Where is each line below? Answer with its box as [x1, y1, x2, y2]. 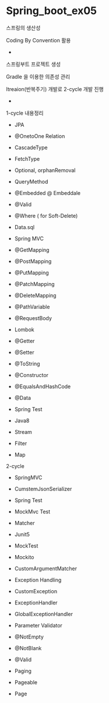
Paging [14, 667, 32, 674]
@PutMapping [14, 269, 50, 276]
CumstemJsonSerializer [14, 485, 72, 492]
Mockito [14, 553, 34, 560]
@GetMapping [14, 246, 50, 253]
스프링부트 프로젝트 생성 [6, 60, 61, 68]
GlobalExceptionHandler [14, 610, 73, 617]
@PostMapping [14, 257, 52, 265]
